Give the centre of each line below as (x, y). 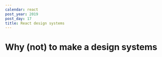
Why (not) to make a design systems (81, 47)
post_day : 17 (18, 19)
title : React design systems (35, 23)
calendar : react (22, 9)
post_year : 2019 (22, 14)
